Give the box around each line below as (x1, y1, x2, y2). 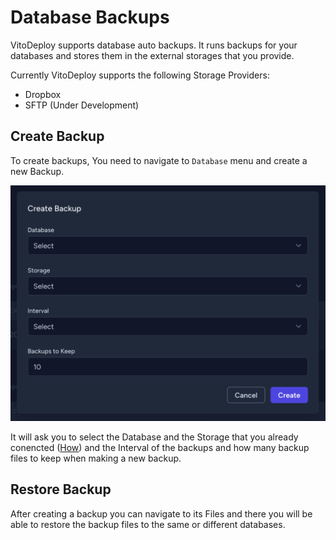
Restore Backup (10, 481, 112, 498)
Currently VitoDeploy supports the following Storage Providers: (10, 69, 270, 81)
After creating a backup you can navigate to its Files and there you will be (10, 507, 313, 520)
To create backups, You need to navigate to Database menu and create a (10, 154, 308, 166)
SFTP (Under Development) (24, 99, 140, 111)
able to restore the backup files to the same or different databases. (10, 518, 286, 530)
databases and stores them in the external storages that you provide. (10, 49, 295, 61)
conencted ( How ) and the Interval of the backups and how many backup (10, 441, 310, 453)
